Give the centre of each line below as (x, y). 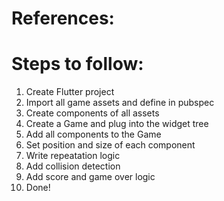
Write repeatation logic (73, 156)
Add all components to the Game (93, 134)
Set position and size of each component (110, 145)
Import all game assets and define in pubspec (120, 103)
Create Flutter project (70, 92)
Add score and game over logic (90, 177)
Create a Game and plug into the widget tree (117, 124)
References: (63, 18)
